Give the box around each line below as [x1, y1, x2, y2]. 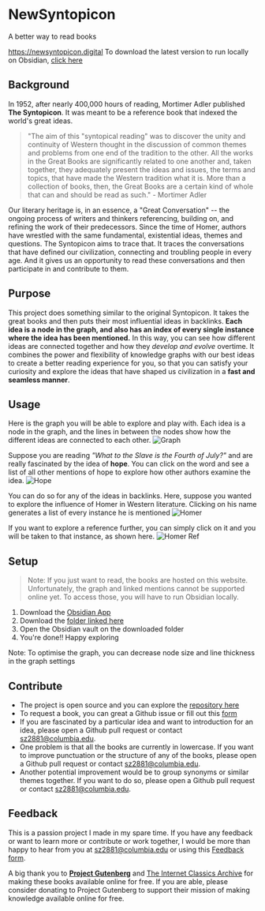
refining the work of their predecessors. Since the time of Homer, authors [8, 222, 247, 231]
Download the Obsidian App [19, 608, 111, 617]
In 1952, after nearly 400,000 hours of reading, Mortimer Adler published [8, 99, 245, 108]
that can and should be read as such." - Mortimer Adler [27, 189, 207, 199]
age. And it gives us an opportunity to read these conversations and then [8, 255, 245, 265]
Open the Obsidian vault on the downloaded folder [19, 624, 185, 634]
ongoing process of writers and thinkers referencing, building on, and [8, 213, 234, 223]
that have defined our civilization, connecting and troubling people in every [8, 247, 252, 257]
